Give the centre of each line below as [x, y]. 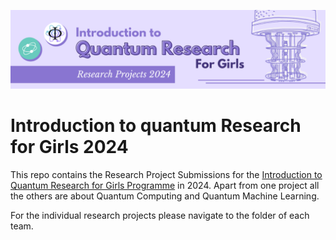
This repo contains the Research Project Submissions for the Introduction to [166, 174]
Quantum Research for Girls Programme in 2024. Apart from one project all [165, 185]
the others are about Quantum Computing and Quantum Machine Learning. [165, 196]
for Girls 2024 [69, 147]
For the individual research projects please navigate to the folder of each [160, 215]
